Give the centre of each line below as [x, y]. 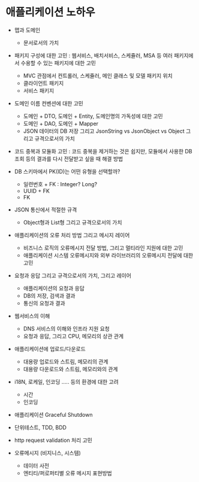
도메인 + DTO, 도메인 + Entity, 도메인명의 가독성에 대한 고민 [93, 116]
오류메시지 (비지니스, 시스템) [48, 453]
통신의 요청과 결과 [44, 303]
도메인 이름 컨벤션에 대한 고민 [49, 103]
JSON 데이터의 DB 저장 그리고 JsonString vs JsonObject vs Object [104, 131]
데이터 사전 [36, 465]
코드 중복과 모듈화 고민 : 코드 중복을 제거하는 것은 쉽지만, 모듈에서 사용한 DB [103, 151]
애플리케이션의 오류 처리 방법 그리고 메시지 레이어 [72, 235]
